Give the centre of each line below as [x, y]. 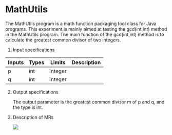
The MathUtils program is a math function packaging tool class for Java [81, 24]
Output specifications [35, 92]
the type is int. [28, 107]
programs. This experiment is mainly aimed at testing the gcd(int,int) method [86, 29]
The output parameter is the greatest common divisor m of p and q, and [89, 102]
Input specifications [34, 50]
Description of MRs [33, 117]
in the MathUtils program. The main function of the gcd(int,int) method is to [85, 34]
